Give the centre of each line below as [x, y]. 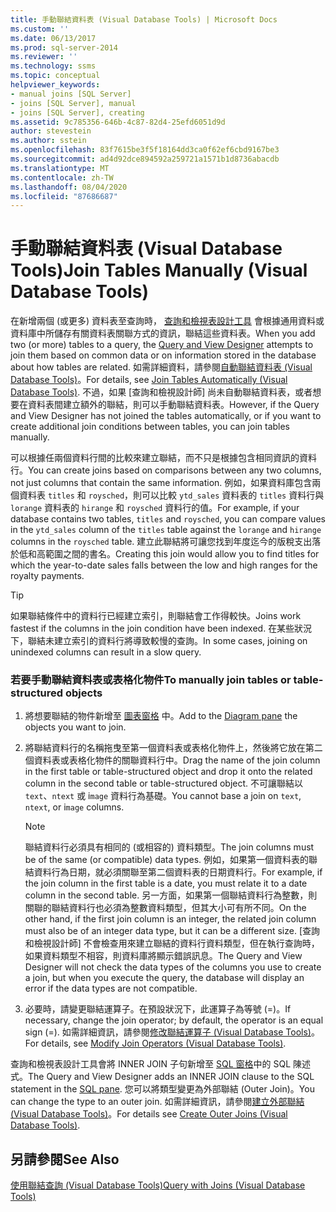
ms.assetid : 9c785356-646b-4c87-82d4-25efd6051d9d [118, 122]
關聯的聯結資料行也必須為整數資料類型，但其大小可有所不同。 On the [165, 908]
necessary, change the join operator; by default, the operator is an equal [174, 1020]
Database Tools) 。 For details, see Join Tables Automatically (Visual [149, 380]
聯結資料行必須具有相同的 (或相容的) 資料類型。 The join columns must [169, 847]
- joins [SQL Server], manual [73, 103]
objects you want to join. [75, 727]
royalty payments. [47, 576]
